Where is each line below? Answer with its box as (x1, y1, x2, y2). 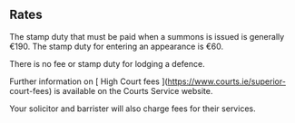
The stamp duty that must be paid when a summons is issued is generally (9, 31, 285, 42)
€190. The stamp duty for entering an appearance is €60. (9, 41, 224, 52)
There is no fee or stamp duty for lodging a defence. (9, 58, 206, 69)
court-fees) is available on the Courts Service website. (9, 85, 213, 96)
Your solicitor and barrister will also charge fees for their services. (9, 103, 256, 114)
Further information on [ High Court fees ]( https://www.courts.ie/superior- (9, 76, 286, 87)
